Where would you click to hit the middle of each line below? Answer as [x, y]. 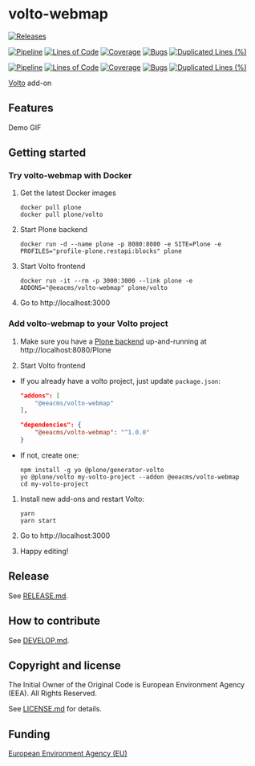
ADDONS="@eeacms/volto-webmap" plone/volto [94, 288]
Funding [29, 734]
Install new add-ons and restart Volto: [82, 499]
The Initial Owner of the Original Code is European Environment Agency [127, 685]
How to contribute [55, 621]
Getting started [47, 153]
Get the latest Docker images [68, 193]
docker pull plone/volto [61, 215]
